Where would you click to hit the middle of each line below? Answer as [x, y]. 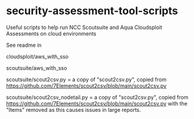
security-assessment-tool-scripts [92, 11]
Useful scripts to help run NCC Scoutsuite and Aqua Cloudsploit [84, 27]
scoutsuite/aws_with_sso [36, 68]
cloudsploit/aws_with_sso [37, 56]
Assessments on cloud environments [51, 33]
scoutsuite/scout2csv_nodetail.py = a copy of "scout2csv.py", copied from [97, 97]
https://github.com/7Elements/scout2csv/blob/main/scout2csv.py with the [97, 103]
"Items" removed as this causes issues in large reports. [74, 110]
